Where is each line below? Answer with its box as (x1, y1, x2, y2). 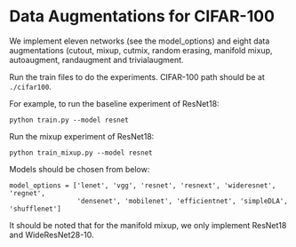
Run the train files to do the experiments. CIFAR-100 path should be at (9, 71, 265, 82)
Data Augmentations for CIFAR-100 (9, 6, 276, 27)
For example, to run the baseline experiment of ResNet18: (9, 98, 220, 108)
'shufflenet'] (9, 204, 62, 213)
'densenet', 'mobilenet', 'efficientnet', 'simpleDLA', (76, 196, 289, 205)
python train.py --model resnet (9, 116, 129, 124)
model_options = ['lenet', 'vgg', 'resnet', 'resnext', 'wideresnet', (9, 180, 276, 190)
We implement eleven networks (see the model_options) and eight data (9, 36, 270, 46)
